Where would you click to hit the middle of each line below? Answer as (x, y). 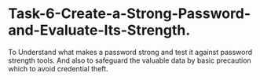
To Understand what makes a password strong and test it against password (130, 52)
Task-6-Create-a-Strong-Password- (130, 14)
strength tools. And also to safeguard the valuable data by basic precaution (130, 60)
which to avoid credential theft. (58, 68)
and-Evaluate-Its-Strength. (99, 30)
